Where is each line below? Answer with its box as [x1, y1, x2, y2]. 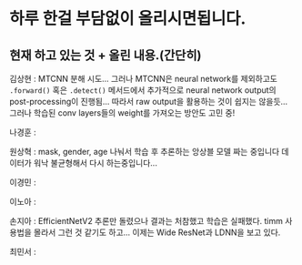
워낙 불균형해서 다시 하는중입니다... [33, 158, 157, 168]
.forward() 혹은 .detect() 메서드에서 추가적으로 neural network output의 [9, 85, 277, 96]
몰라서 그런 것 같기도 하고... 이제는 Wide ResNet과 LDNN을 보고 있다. [33, 227, 281, 238]
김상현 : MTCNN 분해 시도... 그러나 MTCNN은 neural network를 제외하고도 [9, 74, 277, 84]
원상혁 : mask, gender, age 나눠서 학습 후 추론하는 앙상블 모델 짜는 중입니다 [9, 147, 280, 157]
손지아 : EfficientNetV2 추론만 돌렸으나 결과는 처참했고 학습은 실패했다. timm [9, 216, 284, 226]
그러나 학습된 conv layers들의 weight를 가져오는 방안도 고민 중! [9, 107, 236, 118]
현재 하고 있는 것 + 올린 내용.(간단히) [9, 47, 202, 63]
